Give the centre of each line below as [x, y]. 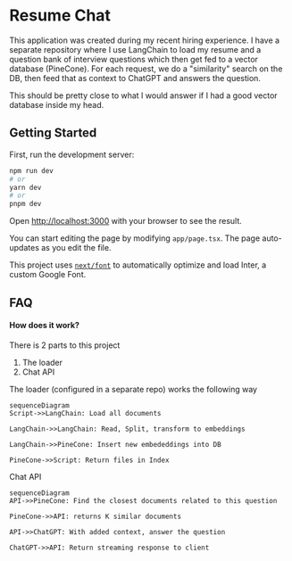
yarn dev [25, 187]
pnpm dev [25, 204]
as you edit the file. [76, 248]
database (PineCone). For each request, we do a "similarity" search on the [146, 69]
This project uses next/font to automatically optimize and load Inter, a [138, 265]
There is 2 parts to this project [65, 345]
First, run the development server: [72, 154]
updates [25, 248]
